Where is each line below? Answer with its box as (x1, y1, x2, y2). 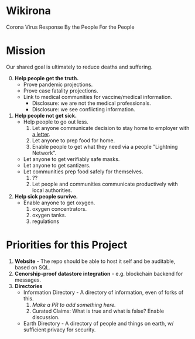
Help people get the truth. (14, 74, 79, 81)
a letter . (32, 131, 51, 138)
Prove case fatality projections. (23, 87, 98, 94)
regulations (32, 218, 60, 225)
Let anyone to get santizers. (23, 162, 91, 169)
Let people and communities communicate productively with (32, 180, 179, 187)
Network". (32, 149, 57, 156)
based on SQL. (14, 263, 51, 270)
